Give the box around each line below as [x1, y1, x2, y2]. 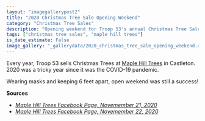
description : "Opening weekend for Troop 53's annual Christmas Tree [6, 26, 187, 32]
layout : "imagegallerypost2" [6, 9, 81, 15]
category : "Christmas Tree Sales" [6, 20, 95, 26]
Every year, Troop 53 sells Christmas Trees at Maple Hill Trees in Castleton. [6, 59, 196, 67]
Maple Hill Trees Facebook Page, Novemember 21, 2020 [15, 101, 157, 108]
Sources [6, 89, 29, 97]
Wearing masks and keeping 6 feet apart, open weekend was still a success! [6, 77, 199, 85]
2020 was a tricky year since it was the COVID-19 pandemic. [6, 66, 159, 73]
